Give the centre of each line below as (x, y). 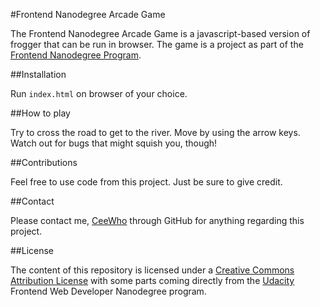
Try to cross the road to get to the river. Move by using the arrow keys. (155, 132)
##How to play (40, 113)
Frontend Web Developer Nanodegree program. (108, 291)
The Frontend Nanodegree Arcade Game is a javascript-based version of (160, 33)
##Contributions (44, 162)
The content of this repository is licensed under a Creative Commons (152, 270)
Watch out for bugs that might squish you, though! (114, 143)
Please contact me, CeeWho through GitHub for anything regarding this (157, 220)
